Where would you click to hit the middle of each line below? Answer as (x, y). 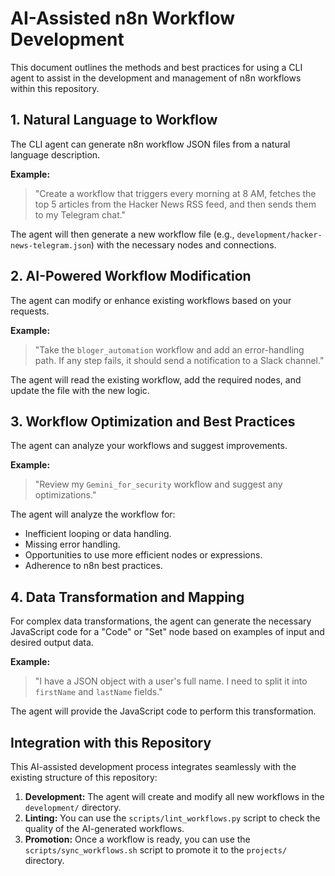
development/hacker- (279, 235)
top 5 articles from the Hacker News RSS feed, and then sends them (175, 204)
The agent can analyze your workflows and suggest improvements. (149, 446)
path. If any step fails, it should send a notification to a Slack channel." (179, 360)
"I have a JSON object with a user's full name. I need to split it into (171, 681)
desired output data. (52, 643)
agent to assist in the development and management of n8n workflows (156, 78)
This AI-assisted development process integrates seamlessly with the (153, 766)
